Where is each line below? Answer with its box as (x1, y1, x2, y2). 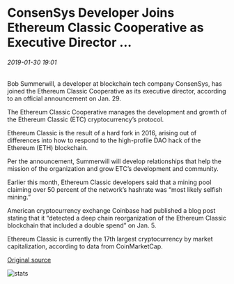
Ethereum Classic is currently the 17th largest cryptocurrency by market (7, 235, 214, 244)
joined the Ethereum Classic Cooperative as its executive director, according (7, 87, 226, 96)
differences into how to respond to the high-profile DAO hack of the (7, 136, 201, 144)
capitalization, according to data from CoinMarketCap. (7, 242, 164, 251)
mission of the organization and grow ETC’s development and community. (7, 165, 219, 173)
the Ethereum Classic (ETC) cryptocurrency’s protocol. (7, 115, 164, 124)
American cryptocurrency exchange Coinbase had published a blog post (7, 207, 216, 215)
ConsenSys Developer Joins (7, 5, 175, 21)
